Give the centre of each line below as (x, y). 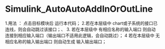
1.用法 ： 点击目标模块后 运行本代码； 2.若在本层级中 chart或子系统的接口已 (82, 23)
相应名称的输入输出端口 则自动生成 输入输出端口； (56, 41)
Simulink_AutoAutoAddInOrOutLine (79, 9)
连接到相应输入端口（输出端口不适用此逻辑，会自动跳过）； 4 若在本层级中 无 (82, 35)
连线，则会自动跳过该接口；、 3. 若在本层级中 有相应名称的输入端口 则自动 (81, 29)
